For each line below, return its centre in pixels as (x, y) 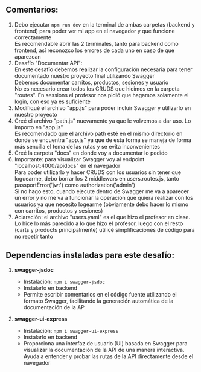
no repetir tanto (34, 236)
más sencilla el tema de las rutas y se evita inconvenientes (87, 146)
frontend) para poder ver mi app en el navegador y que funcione (95, 31)
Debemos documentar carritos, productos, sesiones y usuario (91, 82)
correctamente (33, 37)
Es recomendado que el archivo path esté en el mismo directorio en (98, 133)
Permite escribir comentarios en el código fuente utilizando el (100, 294)
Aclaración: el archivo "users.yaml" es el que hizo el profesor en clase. (102, 217)
